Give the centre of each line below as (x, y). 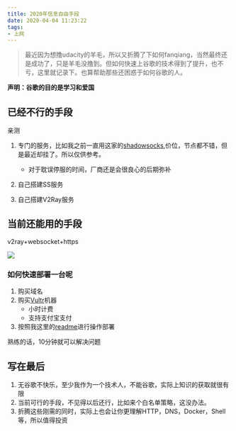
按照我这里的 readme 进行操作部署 (66, 327)
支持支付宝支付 (50, 318)
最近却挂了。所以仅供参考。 (64, 155)
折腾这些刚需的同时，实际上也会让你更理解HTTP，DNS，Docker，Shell (122, 411)
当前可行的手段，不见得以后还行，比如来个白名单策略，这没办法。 (114, 402)
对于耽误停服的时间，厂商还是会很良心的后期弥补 (100, 169)
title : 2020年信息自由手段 (43, 14)
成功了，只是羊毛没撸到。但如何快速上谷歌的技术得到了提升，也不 (127, 64)
